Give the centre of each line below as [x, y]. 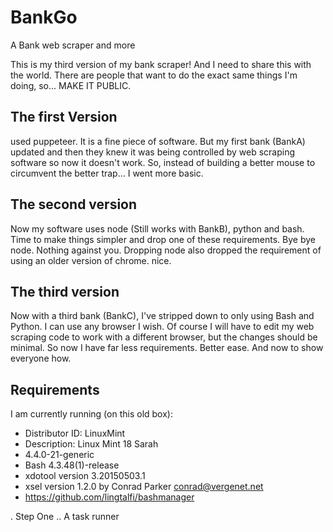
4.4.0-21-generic [59, 455]
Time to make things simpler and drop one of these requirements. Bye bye [163, 239]
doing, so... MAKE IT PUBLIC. [71, 85]
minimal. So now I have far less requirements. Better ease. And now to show [167, 348]
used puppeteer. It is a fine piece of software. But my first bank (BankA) [158, 141]
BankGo [44, 17]
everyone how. [41, 358]
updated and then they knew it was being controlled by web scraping [153, 152]
